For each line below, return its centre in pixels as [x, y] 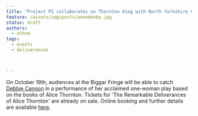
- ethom [21, 34]
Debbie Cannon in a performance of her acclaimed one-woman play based [97, 88]
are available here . [29, 107]
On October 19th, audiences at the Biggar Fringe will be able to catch [90, 82]
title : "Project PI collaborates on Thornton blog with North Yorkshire [97, 11]
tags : [13, 39]
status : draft [24, 22]
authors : [17, 28]
